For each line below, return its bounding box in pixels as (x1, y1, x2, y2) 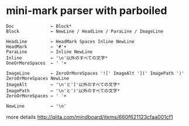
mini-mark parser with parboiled (6, 4, 167, 17)
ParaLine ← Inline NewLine (6, 48, 93, 55)
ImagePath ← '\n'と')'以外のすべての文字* (6, 87, 120, 94)
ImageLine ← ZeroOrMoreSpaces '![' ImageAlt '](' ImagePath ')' (6, 70, 184, 76)
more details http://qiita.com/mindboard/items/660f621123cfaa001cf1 (6, 113, 173, 120)
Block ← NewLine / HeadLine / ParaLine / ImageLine (6, 28, 164, 34)
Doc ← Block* (6, 23, 72, 29)
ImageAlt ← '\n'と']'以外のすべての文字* (6, 82, 120, 87)
